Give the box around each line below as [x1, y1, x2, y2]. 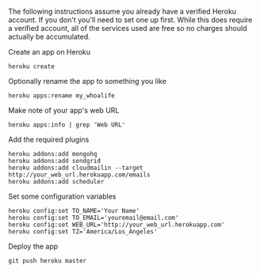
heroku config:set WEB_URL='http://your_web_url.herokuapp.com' [8, 221, 225, 229]
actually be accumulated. [8, 32, 91, 41]
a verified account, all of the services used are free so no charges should [8, 24, 247, 32]
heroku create [8, 63, 55, 70]
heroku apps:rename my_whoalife [8, 92, 115, 100]
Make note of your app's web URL [8, 106, 120, 115]
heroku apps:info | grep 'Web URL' [8, 121, 126, 129]
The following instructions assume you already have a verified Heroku [8, 7, 236, 16]
